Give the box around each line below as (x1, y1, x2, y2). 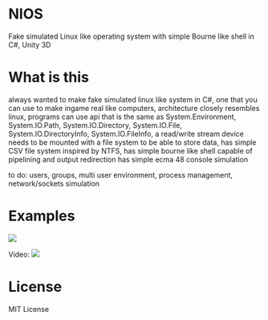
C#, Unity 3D (8, 39, 51, 49)
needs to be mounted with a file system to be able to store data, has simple (8, 137, 257, 147)
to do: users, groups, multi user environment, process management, (8, 170, 233, 179)
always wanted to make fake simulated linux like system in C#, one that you (8, 94, 258, 105)
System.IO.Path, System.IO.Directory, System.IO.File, (8, 120, 183, 129)
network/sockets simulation (8, 178, 100, 188)
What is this (8, 68, 90, 87)
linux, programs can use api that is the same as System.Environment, (8, 112, 237, 121)
